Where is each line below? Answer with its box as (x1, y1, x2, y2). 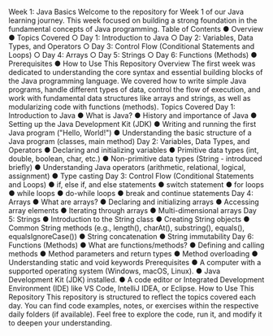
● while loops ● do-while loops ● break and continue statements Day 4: (8, 189, 253, 198)
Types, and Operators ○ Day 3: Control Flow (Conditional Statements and (8, 41, 255, 51)
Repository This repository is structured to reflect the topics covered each (8, 292, 257, 302)
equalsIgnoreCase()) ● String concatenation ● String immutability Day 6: (8, 232, 254, 241)
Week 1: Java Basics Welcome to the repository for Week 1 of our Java (8, 7, 245, 16)
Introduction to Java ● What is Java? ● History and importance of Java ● (8, 111, 258, 120)
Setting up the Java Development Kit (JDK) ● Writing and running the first (8, 120, 257, 129)
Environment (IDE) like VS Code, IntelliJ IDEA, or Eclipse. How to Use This (8, 284, 254, 293)
